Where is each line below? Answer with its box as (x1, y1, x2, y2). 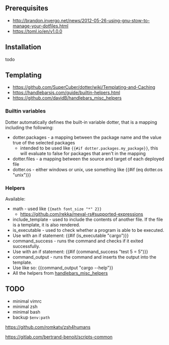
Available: (5, 196, 26, 202)
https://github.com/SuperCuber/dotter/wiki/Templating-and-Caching (12, 84, 155, 90)
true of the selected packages (12, 139, 75, 145)
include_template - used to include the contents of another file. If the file (12, 217, 163, 223)
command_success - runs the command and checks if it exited (12, 238, 143, 244)
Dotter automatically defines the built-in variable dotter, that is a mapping (5, 119, 157, 125)
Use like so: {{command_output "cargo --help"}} (12, 265, 114, 271)
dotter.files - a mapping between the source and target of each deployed (12, 156, 164, 162)
